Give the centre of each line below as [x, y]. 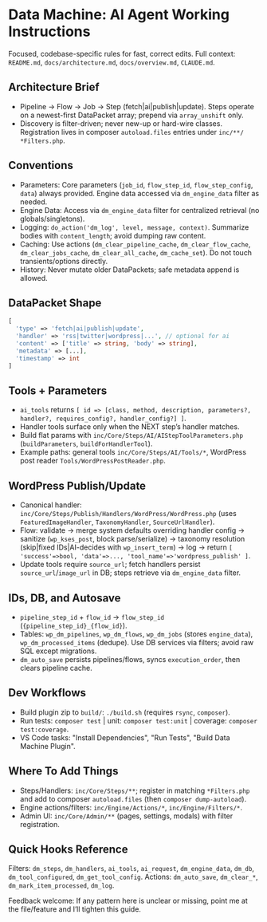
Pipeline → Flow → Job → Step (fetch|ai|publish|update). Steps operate [137, 106]
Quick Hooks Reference [68, 849]
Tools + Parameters [58, 390]
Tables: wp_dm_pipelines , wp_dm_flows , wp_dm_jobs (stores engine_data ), [136, 634]
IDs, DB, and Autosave [65, 598]
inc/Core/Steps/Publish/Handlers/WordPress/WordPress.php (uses [128, 514]
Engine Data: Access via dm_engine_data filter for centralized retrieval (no [139, 210]
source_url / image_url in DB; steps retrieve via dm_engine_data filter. [130, 573]
